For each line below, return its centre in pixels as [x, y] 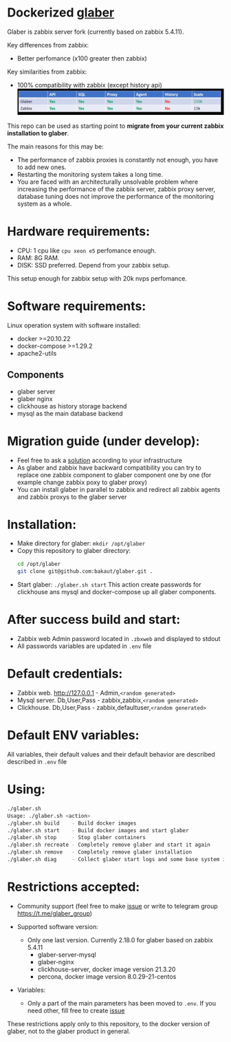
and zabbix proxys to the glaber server [72, 497]
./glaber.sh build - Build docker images [72, 823]
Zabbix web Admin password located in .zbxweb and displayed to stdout [119, 639]
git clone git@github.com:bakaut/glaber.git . [85, 572]
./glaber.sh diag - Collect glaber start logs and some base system [113, 860]
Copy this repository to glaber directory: [74, 551]
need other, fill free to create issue [76, 1010]
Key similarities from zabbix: [47, 72]
